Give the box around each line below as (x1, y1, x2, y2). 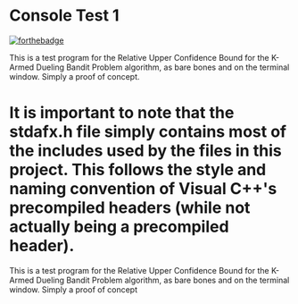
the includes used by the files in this (9, 140, 283, 161)
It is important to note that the (9, 103, 235, 123)
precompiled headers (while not (9, 198, 251, 218)
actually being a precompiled (9, 216, 229, 237)
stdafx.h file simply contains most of (9, 122, 287, 142)
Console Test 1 (9, 5, 120, 26)
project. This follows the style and (9, 160, 267, 180)
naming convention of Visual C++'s (9, 179, 277, 199)
